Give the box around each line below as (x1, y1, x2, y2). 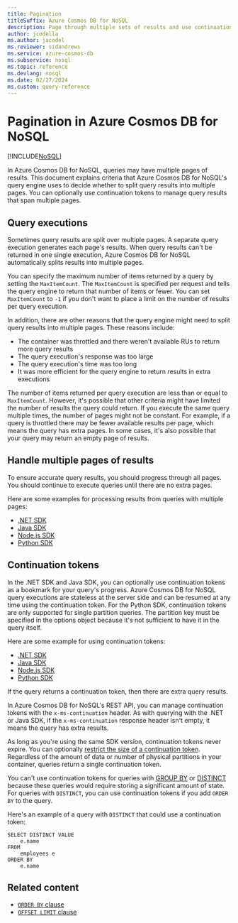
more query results (17, 345, 74, 353)
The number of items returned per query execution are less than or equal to (7, 388, 228, 397)
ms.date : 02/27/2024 (7, 76, 69, 84)
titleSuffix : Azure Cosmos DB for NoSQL (7, 17, 129, 24)
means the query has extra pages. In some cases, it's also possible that (7, 427, 216, 435)
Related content (7, 882, 79, 894)
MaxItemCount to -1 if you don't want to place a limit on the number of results (7, 295, 230, 302)
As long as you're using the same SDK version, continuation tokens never (7, 737, 222, 745)
